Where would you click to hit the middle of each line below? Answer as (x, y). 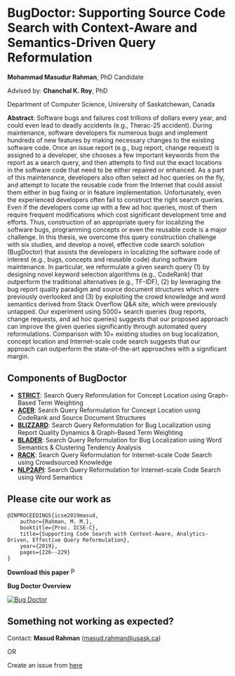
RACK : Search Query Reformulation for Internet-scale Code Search (115, 454)
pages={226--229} (45, 552)
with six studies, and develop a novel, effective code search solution (106, 244)
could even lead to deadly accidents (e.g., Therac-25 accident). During (110, 125)
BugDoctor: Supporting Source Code (116, 13)
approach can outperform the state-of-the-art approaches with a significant (117, 349)
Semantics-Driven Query (82, 43)
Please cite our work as (59, 499)
